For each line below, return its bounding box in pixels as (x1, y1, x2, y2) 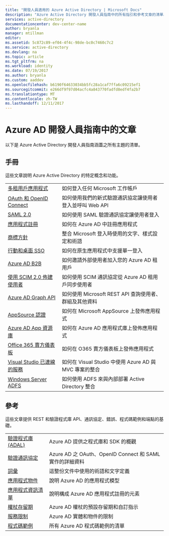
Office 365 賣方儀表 (8, 341, 55, 348)
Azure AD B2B (8, 260, 42, 267)
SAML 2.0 (8, 211, 32, 218)
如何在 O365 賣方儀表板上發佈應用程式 (62, 345, 154, 352)
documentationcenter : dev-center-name (5, 21, 87, 27)
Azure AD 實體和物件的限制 (49, 513, 114, 520)
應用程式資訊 (8, 486, 39, 493)
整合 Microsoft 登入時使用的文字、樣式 (62, 230, 153, 237)
